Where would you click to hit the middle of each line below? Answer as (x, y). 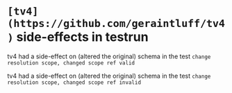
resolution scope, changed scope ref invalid (74, 82)
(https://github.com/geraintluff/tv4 (116, 24)
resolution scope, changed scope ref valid (71, 63)
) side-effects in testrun (78, 37)
